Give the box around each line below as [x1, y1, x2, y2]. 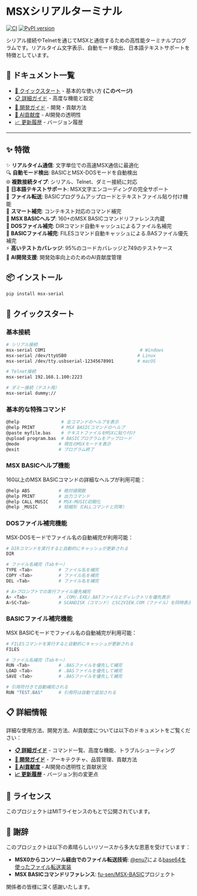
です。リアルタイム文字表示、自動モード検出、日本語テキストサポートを [16, 44, 191, 51]
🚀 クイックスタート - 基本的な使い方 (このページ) [14, 87, 133, 94]
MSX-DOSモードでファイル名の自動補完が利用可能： [6, 534, 134, 541]
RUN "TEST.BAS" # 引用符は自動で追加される [6, 689, 117, 695]
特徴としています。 [6, 51, 52, 58]
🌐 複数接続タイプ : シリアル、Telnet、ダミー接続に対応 [6, 178, 138, 185]
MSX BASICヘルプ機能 [6, 461, 70, 470]
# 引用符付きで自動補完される [6, 684, 69, 690]
